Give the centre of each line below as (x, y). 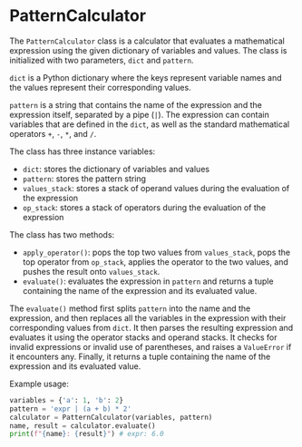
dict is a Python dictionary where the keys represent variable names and (146, 77)
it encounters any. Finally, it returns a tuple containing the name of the (140, 356)
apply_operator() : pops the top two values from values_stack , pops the (156, 252)
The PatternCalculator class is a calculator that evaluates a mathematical (147, 41)
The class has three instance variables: (83, 151)
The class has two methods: (62, 234)
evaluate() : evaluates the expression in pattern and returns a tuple (148, 281)
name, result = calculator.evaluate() (83, 426)
